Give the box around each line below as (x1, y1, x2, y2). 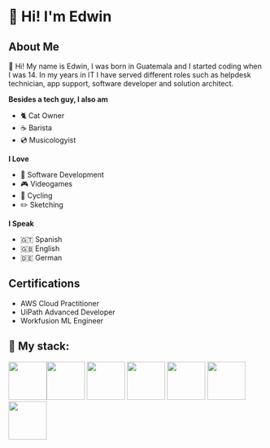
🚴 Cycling (20, 191, 53, 200)
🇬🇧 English (20, 244, 60, 253)
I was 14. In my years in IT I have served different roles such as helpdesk (8, 70, 251, 80)
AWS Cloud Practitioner (20, 298, 100, 308)
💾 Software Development (20, 170, 104, 179)
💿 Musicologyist (20, 135, 76, 145)
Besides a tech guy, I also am (8, 94, 108, 104)
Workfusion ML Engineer (20, 315, 104, 325)
